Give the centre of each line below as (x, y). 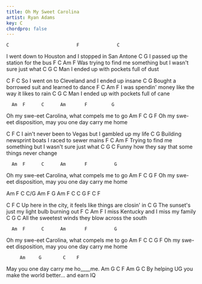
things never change (32, 153)
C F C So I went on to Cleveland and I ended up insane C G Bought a (91, 81)
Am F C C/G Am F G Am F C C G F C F (53, 194)
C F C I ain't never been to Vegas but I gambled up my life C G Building (94, 134)
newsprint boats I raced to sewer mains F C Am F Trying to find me (89, 140)
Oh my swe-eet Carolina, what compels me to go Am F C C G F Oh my (93, 240)
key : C (14, 23)
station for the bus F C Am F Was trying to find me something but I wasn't (97, 63)
